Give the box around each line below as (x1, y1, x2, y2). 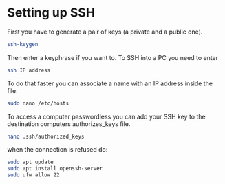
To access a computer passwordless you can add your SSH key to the (7, 112, 206, 121)
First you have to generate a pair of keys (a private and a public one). (7, 28, 203, 36)
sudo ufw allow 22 (7, 172, 60, 178)
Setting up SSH (7, 5, 95, 21)
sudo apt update (7, 159, 54, 166)
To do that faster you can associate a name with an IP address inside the (7, 79, 213, 88)
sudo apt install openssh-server (7, 165, 103, 172)
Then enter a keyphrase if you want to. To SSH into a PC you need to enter (7, 53, 219, 61)
